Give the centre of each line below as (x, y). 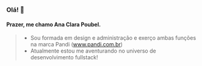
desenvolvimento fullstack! (64, 57)
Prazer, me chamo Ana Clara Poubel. (54, 24)
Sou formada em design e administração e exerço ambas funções (113, 38)
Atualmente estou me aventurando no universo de (93, 51)
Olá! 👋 (15, 10)
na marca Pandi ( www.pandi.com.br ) (77, 45)
